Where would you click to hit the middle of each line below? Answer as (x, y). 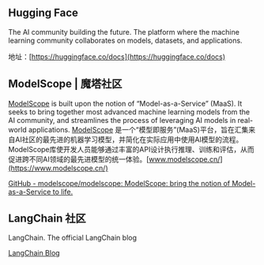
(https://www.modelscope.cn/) (58, 168)
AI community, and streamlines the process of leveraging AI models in (122, 120)
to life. (63, 192)
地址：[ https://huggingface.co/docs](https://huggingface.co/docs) (117, 56)
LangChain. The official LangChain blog (72, 238)
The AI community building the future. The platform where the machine (124, 32)
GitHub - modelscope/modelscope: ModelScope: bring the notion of (119, 183)
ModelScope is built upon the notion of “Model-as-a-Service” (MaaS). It (125, 103)
